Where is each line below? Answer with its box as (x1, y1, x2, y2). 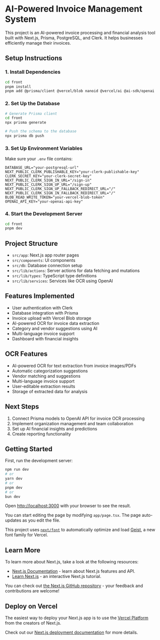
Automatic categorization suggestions (12, 368, 88, 374)
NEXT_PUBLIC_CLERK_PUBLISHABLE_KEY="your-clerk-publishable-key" (5, 170, 139, 175)
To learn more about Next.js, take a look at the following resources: (5, 559, 139, 565)
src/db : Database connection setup (12, 263, 83, 269)
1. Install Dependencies (5, 69, 61, 76)
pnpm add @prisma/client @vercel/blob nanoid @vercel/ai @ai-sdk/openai (5, 89, 155, 94)
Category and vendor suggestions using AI (12, 325, 98, 331)
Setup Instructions (5, 54, 62, 63)
